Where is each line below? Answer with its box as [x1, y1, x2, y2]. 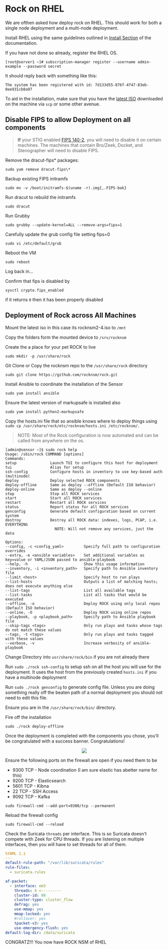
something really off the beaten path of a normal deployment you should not [5, 689, 163, 695]
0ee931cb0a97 [5, 86, 33, 92]
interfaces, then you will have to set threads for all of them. [5, 841, 127, 847]
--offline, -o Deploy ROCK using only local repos [5, 601, 160, 606]
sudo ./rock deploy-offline [5, 724, 64, 729]
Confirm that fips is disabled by [5, 278, 70, 284]
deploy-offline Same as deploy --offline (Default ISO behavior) [5, 482, 156, 487]
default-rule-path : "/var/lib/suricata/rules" [5, 860, 104, 866]
